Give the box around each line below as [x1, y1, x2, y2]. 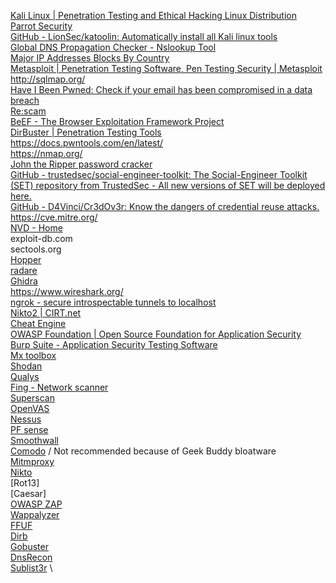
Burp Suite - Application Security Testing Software [10, 339, 218, 350]
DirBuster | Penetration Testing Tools [10, 126, 162, 138]
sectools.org [10, 243, 62, 255]
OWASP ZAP [10, 498, 63, 510]
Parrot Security [10, 20, 73, 32]
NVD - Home [10, 222, 63, 234]
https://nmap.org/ [10, 148, 83, 159]
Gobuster [10, 541, 49, 552]
